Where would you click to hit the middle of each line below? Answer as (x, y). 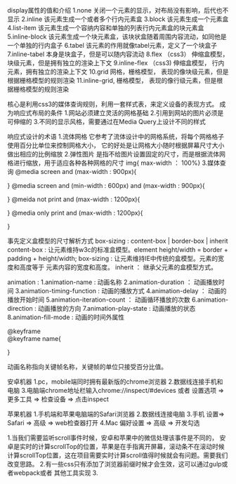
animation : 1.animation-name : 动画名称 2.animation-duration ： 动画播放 (113, 282)
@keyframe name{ (34, 338)
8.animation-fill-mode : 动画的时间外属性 (66, 317)
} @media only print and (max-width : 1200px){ (75, 213)
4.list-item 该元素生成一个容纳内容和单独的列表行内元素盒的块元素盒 (106, 28)
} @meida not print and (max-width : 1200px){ (74, 199)
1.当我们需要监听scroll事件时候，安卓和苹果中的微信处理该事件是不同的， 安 (117, 438)
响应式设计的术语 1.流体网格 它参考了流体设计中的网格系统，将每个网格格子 (116, 136)
